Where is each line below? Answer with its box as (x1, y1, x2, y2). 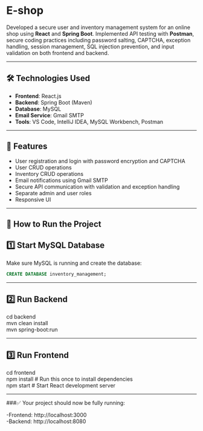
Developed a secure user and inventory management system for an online (6, 24, 190, 31)
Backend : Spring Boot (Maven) (14, 99, 92, 106)
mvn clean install (6, 320, 48, 327)
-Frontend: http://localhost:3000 (6, 412, 87, 419)
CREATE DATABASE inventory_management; (6, 271, 107, 277)
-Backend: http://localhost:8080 (6, 418, 86, 425)
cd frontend (6, 369, 36, 377)
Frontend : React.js (14, 92, 62, 100)
